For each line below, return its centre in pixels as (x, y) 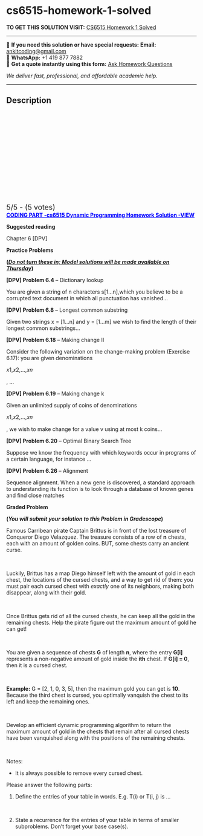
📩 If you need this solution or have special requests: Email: (81, 44)
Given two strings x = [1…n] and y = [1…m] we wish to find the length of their (101, 321)
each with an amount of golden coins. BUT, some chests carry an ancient (98, 543)
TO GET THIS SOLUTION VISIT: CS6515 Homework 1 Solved (81, 27)
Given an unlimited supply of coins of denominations (72, 405)
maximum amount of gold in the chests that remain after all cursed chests (98, 731)
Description (29, 100)
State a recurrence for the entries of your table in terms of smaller (97, 820)
